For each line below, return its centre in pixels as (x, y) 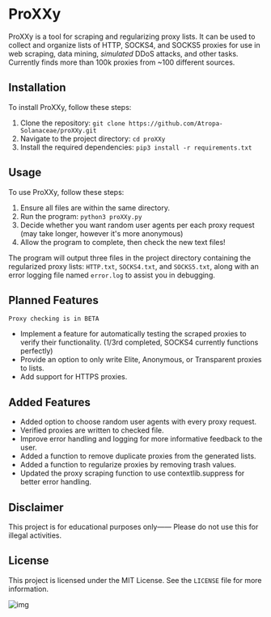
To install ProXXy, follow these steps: (70, 107)
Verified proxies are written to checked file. (92, 430)
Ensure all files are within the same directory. (95, 208)
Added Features (50, 402)
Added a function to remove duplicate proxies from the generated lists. (138, 456)
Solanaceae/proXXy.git (58, 130)
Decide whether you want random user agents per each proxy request (137, 225)
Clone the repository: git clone (72, 123)
